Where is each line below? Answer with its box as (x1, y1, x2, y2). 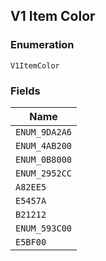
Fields (10, 84, 41, 98)
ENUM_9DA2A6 (15, 126, 73, 138)
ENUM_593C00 (15, 222, 73, 234)
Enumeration (10, 38, 75, 52)
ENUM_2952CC (15, 167, 73, 179)
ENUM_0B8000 (15, 154, 73, 165)
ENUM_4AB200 (15, 140, 73, 151)
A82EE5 (15, 181, 47, 193)
